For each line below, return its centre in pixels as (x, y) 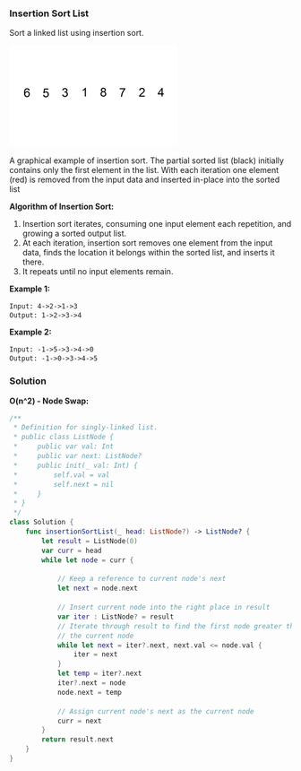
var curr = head (72, 550)
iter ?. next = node (91, 683)
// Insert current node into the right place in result (163, 608)
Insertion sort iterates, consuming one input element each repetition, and (157, 224)
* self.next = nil (64, 484)
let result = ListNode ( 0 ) (90, 541)
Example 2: (30, 332)
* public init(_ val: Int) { (76, 465)
